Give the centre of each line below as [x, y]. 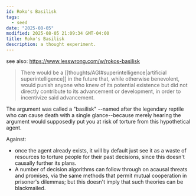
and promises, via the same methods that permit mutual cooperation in [101, 175]
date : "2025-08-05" [30, 28]
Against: [16, 139]
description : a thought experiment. [51, 45]
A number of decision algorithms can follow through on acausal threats [101, 169]
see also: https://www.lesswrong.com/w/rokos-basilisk [73, 61]
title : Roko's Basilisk [35, 39]
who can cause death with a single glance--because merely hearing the [94, 115]
